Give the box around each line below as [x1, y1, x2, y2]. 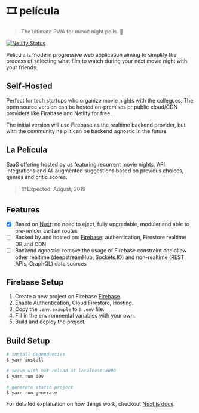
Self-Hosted [6, 81, 53, 91]
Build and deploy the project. [14, 318, 86, 325]
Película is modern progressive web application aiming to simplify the [6, 51, 177, 58]
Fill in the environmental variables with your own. [14, 312, 136, 319]
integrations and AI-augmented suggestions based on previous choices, [6, 167, 184, 174]
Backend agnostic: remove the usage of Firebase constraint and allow [14, 246, 187, 254]
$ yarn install [6, 357, 44, 363]
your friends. [6, 63, 38, 71]
